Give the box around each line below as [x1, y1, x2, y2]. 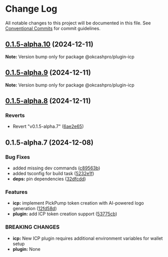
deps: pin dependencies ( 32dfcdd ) [12, 176, 86, 182]
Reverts [5, 111, 25, 119]
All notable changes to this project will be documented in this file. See [5, 20, 151, 26]
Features [5, 188, 28, 195]
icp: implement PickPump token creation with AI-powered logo [12, 200, 144, 206]
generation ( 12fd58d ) [12, 206, 57, 212]
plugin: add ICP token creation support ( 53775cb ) [12, 211, 118, 217]
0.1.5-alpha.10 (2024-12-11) [5, 40, 94, 49]
